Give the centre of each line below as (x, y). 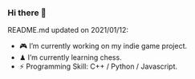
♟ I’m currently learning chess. (70, 57)
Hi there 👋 (27, 13)
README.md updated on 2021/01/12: (68, 30)
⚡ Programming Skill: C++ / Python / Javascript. (98, 66)
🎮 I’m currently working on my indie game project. (103, 46)
